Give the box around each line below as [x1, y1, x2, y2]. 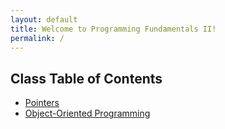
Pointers [24, 97, 60, 109]
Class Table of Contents [10, 70, 163, 87]
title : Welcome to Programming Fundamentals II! [10, 24, 217, 34]
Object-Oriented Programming [24, 107, 151, 120]
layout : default [10, 14, 78, 25]
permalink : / [10, 33, 65, 43]
